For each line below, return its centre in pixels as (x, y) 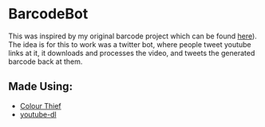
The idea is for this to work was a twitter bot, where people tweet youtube (130, 44)
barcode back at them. (45, 62)
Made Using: (41, 87)
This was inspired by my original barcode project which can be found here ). (132, 36)
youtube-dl (38, 114)
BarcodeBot (48, 14)
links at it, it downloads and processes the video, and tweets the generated (132, 53)
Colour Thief (40, 105)
